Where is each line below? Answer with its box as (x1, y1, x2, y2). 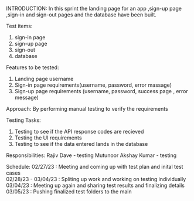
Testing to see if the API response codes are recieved (14, 128, 144, 135)
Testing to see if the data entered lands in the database (14, 141, 148, 147)
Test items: (6, 23, 33, 29)
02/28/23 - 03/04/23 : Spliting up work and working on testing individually (6, 176, 186, 182)
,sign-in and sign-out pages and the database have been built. (6, 11, 157, 18)
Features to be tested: (6, 64, 59, 71)
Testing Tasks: (6, 117, 41, 124)
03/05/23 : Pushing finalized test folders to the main (6, 188, 132, 195)
